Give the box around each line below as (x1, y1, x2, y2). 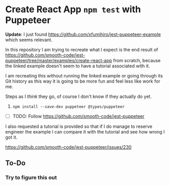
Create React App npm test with (5, 4, 141, 15)
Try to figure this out (5, 174, 57, 181)
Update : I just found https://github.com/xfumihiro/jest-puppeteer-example (5, 31, 161, 37)
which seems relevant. (5, 37, 52, 43)
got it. (5, 134, 18, 140)
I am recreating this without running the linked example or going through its (5, 72, 163, 78)
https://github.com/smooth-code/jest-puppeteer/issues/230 (5, 144, 132, 150)
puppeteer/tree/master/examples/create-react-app (5, 57, 112, 63)
